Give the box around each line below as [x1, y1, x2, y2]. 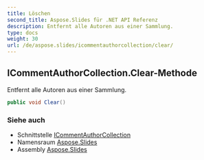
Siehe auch [7, 115, 46, 124]
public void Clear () [7, 99, 67, 106]
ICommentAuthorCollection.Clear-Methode [7, 67, 198, 79]
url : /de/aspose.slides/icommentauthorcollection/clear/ [7, 42, 174, 49]
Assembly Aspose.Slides [16, 145, 87, 153]
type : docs [7, 29, 38, 36]
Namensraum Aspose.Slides [16, 138, 98, 146]
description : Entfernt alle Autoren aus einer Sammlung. [7, 23, 174, 30]
